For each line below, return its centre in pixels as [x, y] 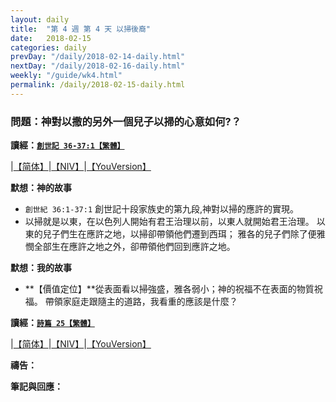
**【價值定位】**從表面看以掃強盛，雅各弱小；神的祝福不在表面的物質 [169, 289]
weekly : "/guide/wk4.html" [66, 76]
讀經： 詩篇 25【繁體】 [52, 323]
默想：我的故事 [41, 268]
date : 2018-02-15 [51, 38]
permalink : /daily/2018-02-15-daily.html [98, 85]
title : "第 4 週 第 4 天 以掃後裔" [81, 29]
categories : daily [48, 47]
